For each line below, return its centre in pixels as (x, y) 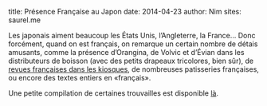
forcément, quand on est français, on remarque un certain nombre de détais (133, 44)
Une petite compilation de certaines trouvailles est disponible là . (114, 93)
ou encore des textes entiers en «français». (80, 78)
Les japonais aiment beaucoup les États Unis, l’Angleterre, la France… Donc (132, 35)
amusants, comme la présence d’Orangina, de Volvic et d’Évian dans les (126, 52)
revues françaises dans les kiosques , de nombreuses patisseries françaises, (133, 69)
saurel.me (25, 20)
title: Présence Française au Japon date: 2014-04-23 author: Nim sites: (125, 12)
